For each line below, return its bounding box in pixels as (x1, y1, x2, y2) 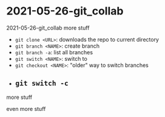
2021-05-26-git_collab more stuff (6, 24, 90, 31)
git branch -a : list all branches (15, 48, 93, 55)
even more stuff (6, 105, 46, 112)
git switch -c (15, 79, 69, 88)
